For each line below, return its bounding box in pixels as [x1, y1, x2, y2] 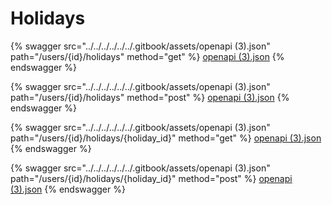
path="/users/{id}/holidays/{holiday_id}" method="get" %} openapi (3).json [10, 132, 322, 144]
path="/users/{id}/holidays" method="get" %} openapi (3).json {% [10, 50, 285, 62]
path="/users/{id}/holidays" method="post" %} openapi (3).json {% [10, 91, 290, 103]
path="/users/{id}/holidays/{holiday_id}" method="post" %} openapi [10, 172, 293, 184]
